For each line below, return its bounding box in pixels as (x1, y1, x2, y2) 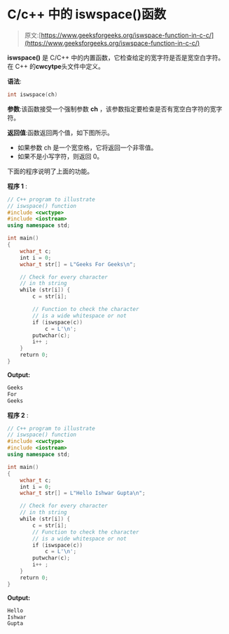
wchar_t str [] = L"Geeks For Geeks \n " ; (20, 260, 137, 268)
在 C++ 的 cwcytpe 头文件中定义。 (7, 62, 105, 70)
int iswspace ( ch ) (7, 91, 58, 98)
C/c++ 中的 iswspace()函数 (7, 6, 167, 22)
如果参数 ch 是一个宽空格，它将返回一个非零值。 (17, 143, 158, 152)
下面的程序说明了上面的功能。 (7, 166, 93, 176)
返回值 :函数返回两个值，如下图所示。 (7, 128, 114, 137)
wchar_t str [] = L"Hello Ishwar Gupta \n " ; (20, 489, 146, 497)
